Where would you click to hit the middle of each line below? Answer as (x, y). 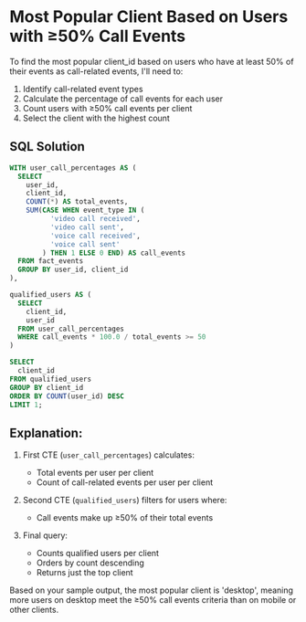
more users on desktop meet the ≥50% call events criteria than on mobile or (153, 600)
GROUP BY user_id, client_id (73, 270)
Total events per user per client (95, 473)
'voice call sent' (85, 244)
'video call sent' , (87, 227)
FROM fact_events (51, 261)
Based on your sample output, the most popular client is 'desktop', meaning (152, 590)
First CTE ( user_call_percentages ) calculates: (108, 455)
